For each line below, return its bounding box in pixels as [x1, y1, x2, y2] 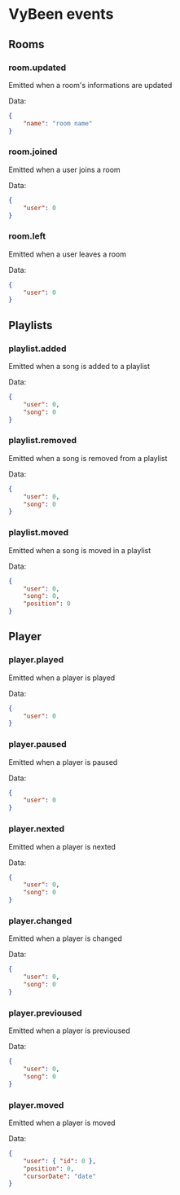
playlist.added [8, 343, 67, 354]
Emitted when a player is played [8, 673, 116, 683]
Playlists [8, 319, 53, 332]
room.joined [8, 146, 58, 157]
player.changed [8, 915, 72, 926]
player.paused [8, 739, 67, 750]
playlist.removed [8, 435, 77, 446]
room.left [8, 231, 46, 242]
